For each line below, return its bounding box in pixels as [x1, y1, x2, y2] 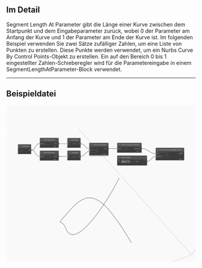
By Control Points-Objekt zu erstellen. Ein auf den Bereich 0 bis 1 [6, 52, 167, 60]
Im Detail [6, 5, 40, 15]
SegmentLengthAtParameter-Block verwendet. [6, 66, 122, 73]
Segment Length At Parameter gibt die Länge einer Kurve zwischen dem [6, 20, 185, 28]
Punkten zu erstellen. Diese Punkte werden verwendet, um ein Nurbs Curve [6, 46, 194, 54]
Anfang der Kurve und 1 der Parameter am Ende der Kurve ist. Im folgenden [6, 33, 194, 41]
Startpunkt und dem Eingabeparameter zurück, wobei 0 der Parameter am [6, 27, 190, 34]
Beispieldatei [6, 89, 57, 99]
